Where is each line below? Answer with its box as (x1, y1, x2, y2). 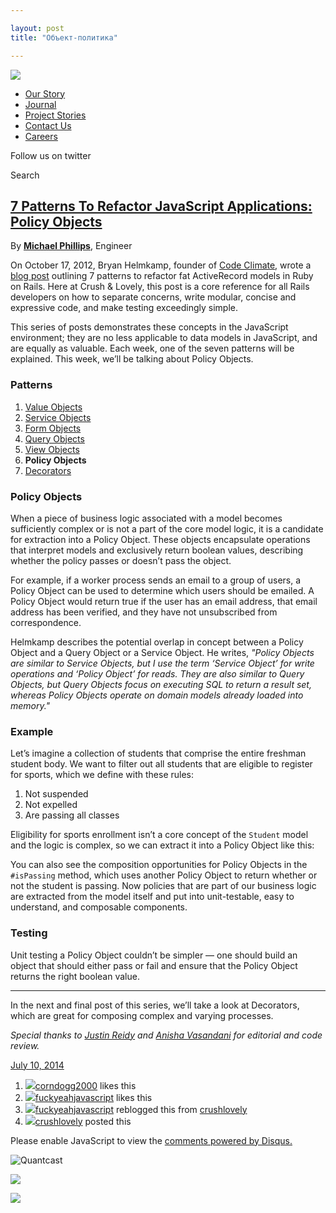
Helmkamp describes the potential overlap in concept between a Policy (10, 636, 304, 648)
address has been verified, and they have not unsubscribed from (10, 606, 278, 618)
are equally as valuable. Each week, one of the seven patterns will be (10, 342, 295, 355)
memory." (10, 699, 51, 711)
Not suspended (24, 788, 89, 800)
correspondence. (10, 616, 82, 628)
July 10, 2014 (10, 1059, 65, 1071)
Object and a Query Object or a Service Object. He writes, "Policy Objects (10, 646, 315, 658)
